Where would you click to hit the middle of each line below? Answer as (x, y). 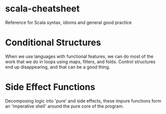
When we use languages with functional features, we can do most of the (79, 56)
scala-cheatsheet (42, 9)
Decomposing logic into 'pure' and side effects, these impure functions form (83, 101)
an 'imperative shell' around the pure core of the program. (65, 106)
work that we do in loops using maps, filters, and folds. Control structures (80, 61)
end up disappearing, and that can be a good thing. (58, 67)
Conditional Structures (53, 43)
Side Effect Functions (50, 87)
